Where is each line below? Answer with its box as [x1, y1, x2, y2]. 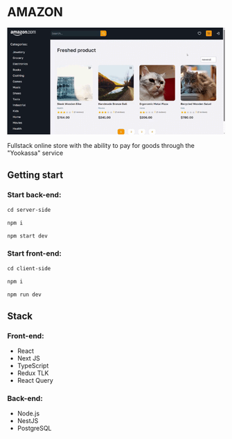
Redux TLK [17, 369, 49, 377]
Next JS [17, 354, 40, 363]
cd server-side [7, 206, 51, 214]
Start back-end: [7, 190, 62, 199]
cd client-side [7, 265, 51, 272]
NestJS [17, 417, 39, 425]
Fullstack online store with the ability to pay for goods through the [7, 142, 195, 150]
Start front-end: [7, 249, 62, 258]
